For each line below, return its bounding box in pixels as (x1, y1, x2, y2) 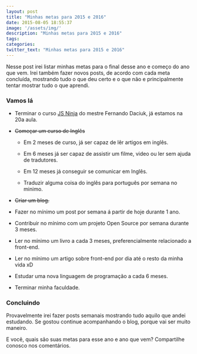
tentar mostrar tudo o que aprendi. (6, 82, 90, 89)
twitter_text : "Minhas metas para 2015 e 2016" (6, 47, 125, 53)
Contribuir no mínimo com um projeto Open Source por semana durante (14, 220, 189, 227)
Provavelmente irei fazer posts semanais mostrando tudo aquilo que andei (6, 312, 186, 319)
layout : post (6, 8, 38, 15)
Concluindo (6, 298, 40, 306)
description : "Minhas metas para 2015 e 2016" (6, 31, 122, 36)
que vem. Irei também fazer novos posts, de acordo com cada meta (6, 69, 171, 76)
